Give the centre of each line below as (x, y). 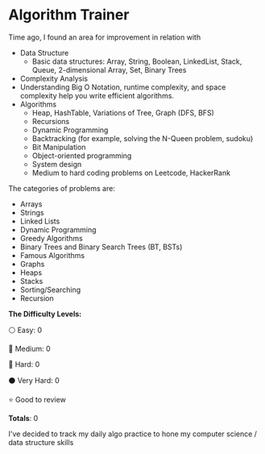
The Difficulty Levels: (45, 314)
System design (57, 164)
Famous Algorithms (52, 255)
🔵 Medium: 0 (29, 348)
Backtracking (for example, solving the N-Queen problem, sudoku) (143, 138)
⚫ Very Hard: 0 (34, 380)
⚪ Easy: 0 (25, 330)
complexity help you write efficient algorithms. (97, 95)
